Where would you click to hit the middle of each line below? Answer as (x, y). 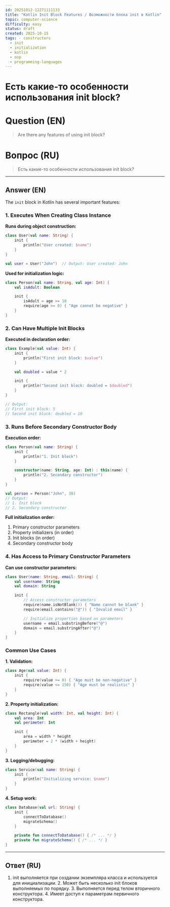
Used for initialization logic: (35, 273)
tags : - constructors (28, 39)
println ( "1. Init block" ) (51, 457)
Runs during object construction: (41, 226)
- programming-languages (36, 62)
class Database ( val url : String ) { (43, 808)
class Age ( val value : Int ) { (36, 671)
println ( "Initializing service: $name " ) (67, 779)
